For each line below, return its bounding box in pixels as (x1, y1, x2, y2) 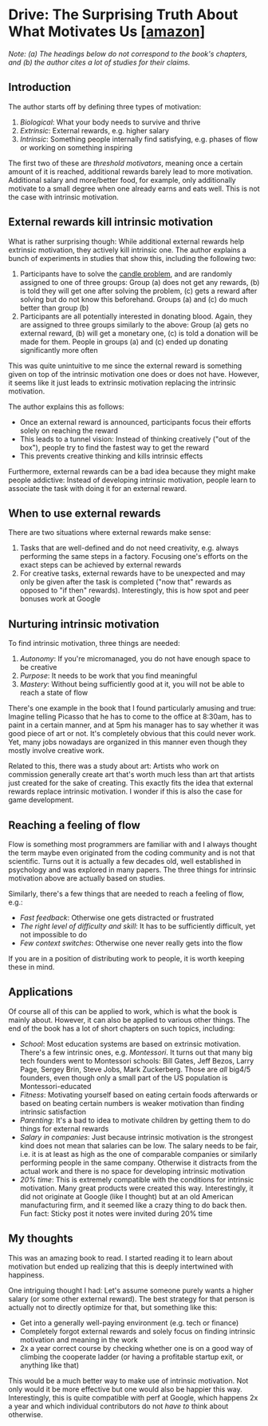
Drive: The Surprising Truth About (8, 6, 238, 24)
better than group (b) (19, 303, 89, 312)
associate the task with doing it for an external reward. (8, 483, 187, 493)
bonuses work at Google (19, 594, 101, 604)
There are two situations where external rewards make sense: (8, 528, 211, 537)
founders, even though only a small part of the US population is (19, 1072, 228, 1083)
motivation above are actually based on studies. (8, 873, 166, 883)
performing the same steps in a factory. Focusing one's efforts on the (19, 552, 249, 561)
